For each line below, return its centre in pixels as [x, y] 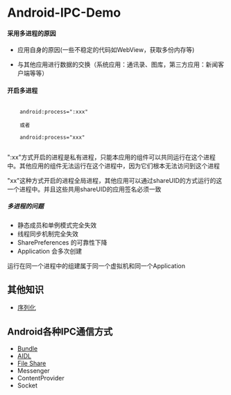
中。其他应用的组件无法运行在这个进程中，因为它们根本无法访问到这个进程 [113, 166]
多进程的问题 [25, 207]
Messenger [33, 371]
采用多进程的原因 [32, 33]
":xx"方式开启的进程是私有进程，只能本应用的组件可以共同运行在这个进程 [112, 157]
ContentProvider [41, 378]
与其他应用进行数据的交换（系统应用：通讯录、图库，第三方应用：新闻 [118, 64]
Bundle [27, 349]
